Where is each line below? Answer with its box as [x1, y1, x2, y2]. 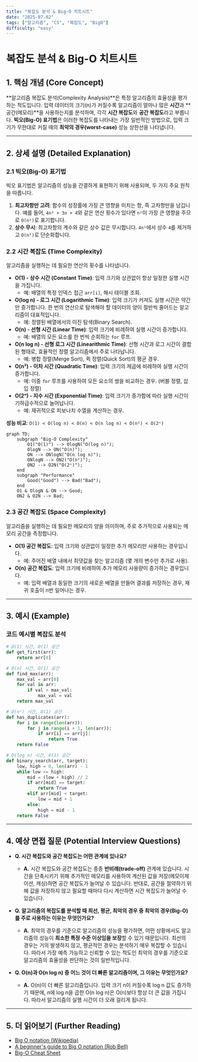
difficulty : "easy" [6, 25, 54, 31]
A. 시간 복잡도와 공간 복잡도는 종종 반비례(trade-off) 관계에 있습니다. [23, 865, 183, 872]
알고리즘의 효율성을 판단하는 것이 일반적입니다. [23, 957, 131, 964]
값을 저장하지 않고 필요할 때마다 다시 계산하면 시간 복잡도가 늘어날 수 [29, 888, 187, 895]
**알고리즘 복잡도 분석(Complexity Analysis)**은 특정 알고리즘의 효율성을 [6, 94, 177, 101]
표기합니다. [40, 216, 66, 223]
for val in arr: [16, 682, 57, 688]
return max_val [16, 698, 54, 704]
